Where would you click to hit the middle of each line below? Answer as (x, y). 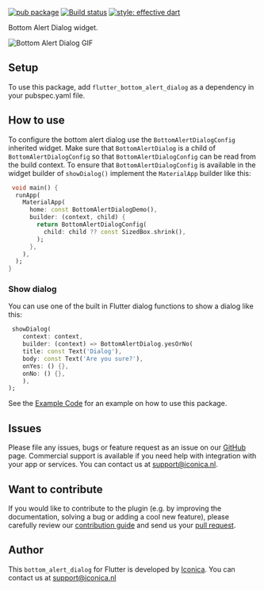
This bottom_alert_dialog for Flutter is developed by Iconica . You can (122, 569)
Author (26, 550)
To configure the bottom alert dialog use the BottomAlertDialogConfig (122, 140)
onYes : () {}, (46, 366)
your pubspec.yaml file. (47, 95)
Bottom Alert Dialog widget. (53, 27)
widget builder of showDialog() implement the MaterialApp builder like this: (130, 173)
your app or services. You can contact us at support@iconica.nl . (113, 465)
